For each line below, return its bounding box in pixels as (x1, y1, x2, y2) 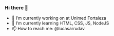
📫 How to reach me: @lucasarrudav (11, 26, 85, 32)
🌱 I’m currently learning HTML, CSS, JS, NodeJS (11, 20, 109, 26)
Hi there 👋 (4, 4, 29, 11)
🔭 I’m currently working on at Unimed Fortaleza (11, 15, 107, 21)
